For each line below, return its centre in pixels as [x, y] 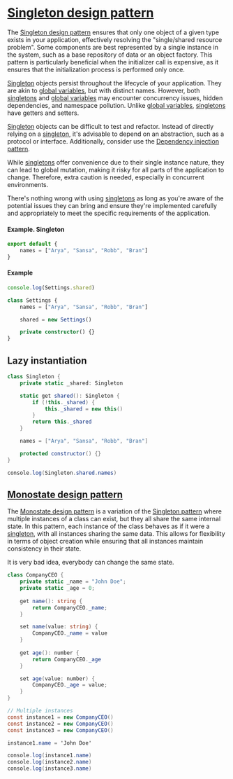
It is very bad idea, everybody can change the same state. [91, 563]
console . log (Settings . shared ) [51, 288]
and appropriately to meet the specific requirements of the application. [109, 213]
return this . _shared [62, 422]
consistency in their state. [44, 549]
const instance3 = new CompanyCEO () [60, 730]
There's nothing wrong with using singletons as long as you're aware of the [115, 198]
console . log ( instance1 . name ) [50, 756]
